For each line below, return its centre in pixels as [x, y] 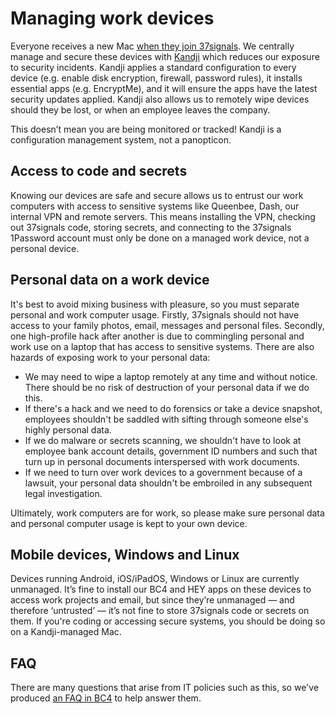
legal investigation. [63, 493]
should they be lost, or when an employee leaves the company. [140, 109]
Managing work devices [112, 18]
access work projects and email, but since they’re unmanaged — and [152, 600]
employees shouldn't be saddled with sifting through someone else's [166, 419]
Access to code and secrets [99, 171]
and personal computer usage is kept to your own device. [129, 523]
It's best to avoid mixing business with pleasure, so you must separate [155, 304]
